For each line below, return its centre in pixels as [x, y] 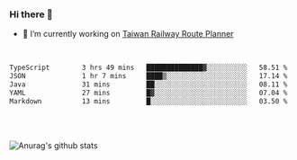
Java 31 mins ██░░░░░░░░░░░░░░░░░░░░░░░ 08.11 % [148, 84]
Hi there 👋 [31, 14]
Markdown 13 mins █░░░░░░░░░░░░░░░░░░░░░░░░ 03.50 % [148, 101]
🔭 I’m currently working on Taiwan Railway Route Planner [128, 34]
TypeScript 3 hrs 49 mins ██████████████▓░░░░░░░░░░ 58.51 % [148, 68]
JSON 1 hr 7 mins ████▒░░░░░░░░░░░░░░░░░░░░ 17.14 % [148, 76]
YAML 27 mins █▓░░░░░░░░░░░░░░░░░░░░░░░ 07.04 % [148, 93]
